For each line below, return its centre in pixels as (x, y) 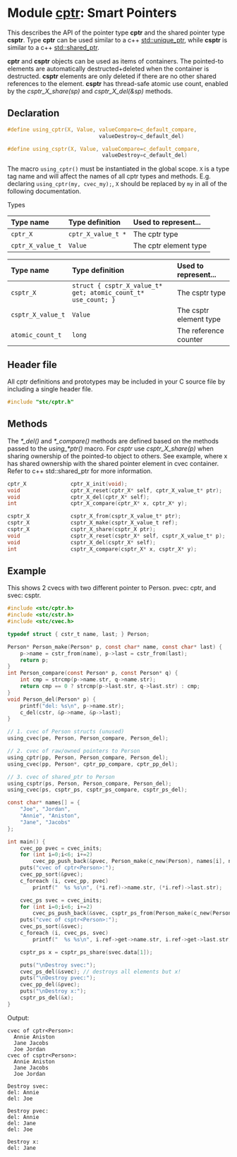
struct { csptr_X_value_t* (117, 286)
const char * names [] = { (44, 803)
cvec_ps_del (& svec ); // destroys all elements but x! (101, 972)
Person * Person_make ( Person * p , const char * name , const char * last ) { (115, 647)
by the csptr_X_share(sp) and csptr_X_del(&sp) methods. (90, 91)
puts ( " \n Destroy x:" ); (53, 991)
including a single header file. (50, 389)
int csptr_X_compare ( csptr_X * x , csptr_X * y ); (102, 549)
